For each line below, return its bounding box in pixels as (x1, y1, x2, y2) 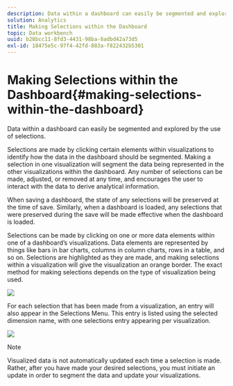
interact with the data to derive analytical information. (7, 182, 160, 191)
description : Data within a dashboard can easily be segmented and (7, 10, 207, 17)
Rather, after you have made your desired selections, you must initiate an (7, 363, 216, 371)
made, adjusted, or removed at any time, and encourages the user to (7, 175, 203, 183)
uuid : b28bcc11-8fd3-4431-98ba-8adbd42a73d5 (7, 36, 138, 43)
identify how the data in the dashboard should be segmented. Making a (7, 152, 212, 161)
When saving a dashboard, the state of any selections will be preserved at (7, 195, 219, 204)
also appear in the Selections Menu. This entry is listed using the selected (7, 309, 218, 317)
